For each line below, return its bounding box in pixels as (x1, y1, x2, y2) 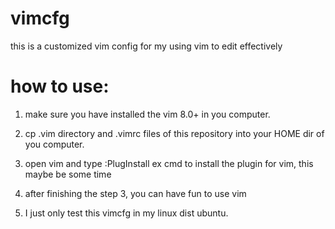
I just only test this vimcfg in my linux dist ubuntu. (24, 207, 229, 219)
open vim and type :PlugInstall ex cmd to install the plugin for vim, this (24, 157, 314, 169)
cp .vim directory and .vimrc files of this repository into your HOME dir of (24, 127, 325, 139)
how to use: (10, 75, 110, 98)
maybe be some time (24, 168, 112, 180)
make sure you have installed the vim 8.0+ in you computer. (24, 108, 271, 120)
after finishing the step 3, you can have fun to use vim (24, 187, 247, 199)
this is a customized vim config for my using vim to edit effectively (10, 40, 283, 52)
